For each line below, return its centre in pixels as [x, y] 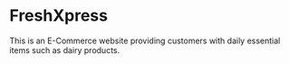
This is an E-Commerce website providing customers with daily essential [145, 41]
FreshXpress [59, 16]
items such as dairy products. [65, 50]
